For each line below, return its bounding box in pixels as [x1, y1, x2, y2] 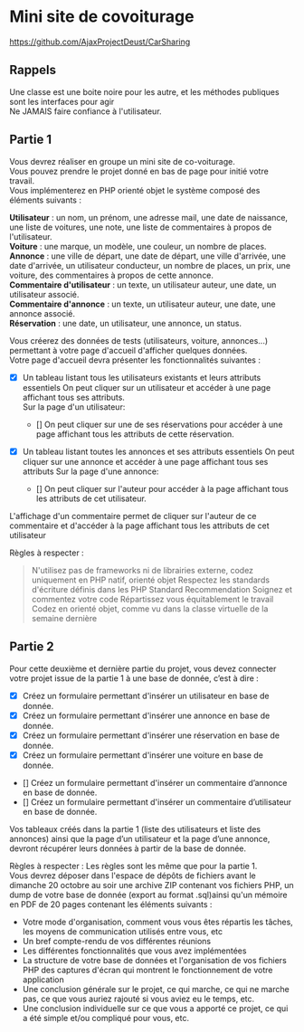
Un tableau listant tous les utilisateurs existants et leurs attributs [22, 372, 261, 383]
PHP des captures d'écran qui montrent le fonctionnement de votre [22, 964, 273, 975]
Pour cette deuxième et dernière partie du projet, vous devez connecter [9, 663, 277, 674]
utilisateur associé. [9, 289, 80, 299]
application [22, 974, 65, 985]
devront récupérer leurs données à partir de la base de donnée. [9, 843, 247, 854]
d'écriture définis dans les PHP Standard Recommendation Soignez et [31, 583, 292, 594]
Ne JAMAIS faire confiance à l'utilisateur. [9, 106, 162, 117]
